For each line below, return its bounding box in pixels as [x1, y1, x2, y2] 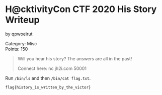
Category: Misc [5, 40, 37, 46]
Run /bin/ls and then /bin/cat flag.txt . [5, 75, 91, 81]
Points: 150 [5, 46, 28, 52]
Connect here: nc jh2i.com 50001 [17, 65, 87, 71]
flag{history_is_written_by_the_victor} [5, 84, 92, 90]
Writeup [5, 14, 40, 26]
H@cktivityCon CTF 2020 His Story [5, 4, 157, 15]
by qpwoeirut [5, 31, 33, 37]
